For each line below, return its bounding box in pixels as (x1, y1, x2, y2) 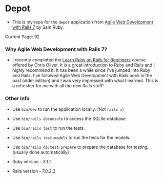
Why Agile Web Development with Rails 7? (5, 46, 107, 53)
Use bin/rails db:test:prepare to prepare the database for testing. (12, 144, 149, 150)
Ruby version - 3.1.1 (12, 158, 51, 164)
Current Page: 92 (5, 34, 40, 40)
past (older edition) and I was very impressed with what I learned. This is (12, 78, 159, 83)
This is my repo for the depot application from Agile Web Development (12, 19, 154, 25)
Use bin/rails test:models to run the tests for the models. (12, 135, 131, 140)
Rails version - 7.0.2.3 (12, 168, 56, 174)
